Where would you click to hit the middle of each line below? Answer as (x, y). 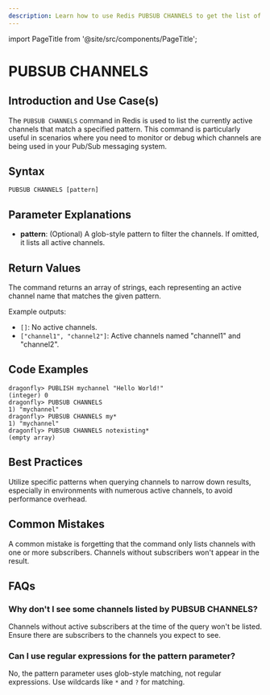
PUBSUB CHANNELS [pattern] (54, 190)
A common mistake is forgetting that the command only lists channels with (132, 543)
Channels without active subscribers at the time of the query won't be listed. (135, 626)
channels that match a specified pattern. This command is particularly (125, 129)
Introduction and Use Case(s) (84, 101)
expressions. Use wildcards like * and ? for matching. (97, 682)
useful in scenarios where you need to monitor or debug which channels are (135, 137)
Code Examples (48, 370)
